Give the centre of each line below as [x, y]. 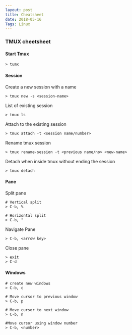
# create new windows [28, 283]
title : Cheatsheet [24, 15]
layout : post [19, 10]
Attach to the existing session [36, 124]
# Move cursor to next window [37, 310]
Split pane [16, 193]
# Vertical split [23, 202]
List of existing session [29, 105]
